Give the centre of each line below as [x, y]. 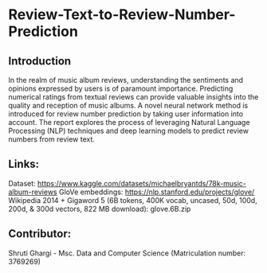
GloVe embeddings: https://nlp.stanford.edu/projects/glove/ [157, 192]
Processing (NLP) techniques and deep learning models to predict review [129, 131]
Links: [24, 164]
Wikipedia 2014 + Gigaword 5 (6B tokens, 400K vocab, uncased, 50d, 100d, [133, 200]
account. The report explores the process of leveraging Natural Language [129, 122]
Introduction [40, 61]
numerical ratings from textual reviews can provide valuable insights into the [133, 97]
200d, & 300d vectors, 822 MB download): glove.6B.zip [100, 209]
